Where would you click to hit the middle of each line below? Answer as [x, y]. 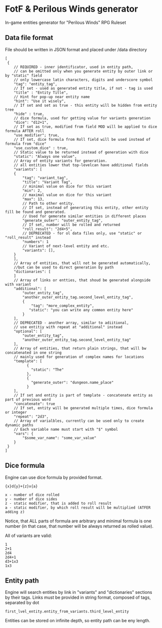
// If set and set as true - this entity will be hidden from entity [86, 105]
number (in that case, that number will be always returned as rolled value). [79, 526]
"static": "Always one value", [45, 156]
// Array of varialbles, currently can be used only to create [79, 421]
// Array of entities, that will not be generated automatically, [82, 263]
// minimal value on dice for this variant [67, 186]
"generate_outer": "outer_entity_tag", [63, 220]
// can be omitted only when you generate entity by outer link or [83, 71]
